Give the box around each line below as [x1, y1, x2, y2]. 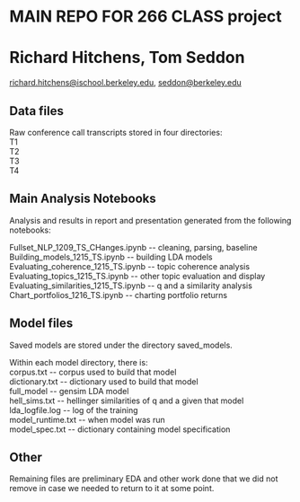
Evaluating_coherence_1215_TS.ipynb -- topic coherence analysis [9, 260, 250, 271]
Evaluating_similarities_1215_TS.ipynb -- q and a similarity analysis [9, 280, 253, 291]
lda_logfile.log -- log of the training [9, 404, 138, 415]
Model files [9, 316, 74, 331]
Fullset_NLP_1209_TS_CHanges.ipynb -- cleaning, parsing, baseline [9, 242, 258, 252]
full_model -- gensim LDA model [9, 385, 129, 396]
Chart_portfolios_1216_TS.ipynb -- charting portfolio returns [9, 289, 227, 300]
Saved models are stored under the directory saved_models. [9, 339, 234, 350]
